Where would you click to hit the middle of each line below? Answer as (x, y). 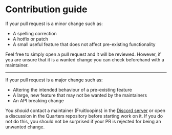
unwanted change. (25, 127)
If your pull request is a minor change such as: (54, 24)
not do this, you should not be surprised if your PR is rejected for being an (83, 121)
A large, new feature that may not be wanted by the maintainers (80, 95)
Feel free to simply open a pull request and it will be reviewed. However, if (83, 54)
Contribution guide (46, 9)
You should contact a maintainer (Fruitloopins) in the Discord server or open (85, 110)
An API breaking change (38, 100)
